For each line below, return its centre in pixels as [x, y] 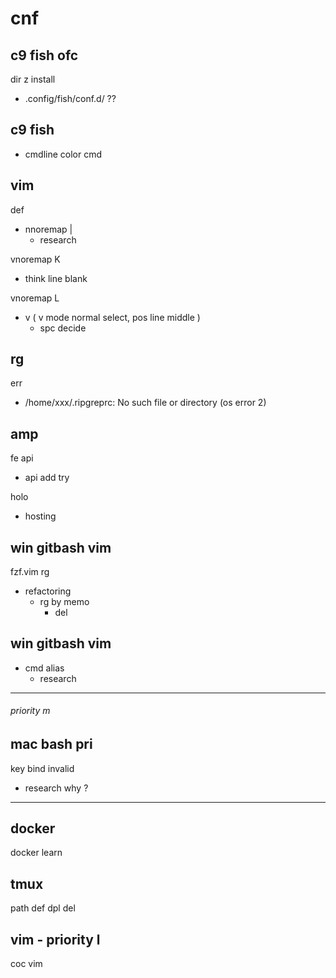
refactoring [48, 591]
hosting [40, 516]
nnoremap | [48, 229]
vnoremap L [35, 298]
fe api [22, 458]
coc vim [26, 963]
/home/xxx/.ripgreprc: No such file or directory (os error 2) [145, 403]
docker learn [36, 853]
